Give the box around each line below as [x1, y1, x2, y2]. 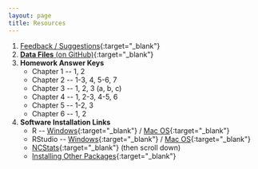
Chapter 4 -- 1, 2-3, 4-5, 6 [31, 92, 118, 101]
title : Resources [8, 19, 66, 27]
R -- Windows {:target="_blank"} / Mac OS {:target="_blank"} [31, 125, 230, 136]
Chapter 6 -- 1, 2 [31, 108, 86, 118]
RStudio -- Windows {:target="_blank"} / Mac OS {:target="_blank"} [31, 134, 252, 143]
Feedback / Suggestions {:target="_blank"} [19, 41, 161, 50]
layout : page [8, 11, 52, 20]
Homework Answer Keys [19, 57, 105, 68]
